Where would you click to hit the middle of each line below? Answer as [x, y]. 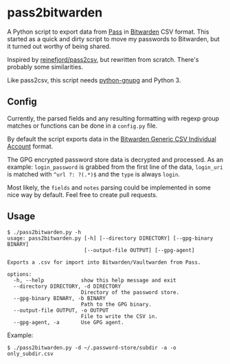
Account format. [30, 146]
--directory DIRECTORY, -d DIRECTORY [67, 286]
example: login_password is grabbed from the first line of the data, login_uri [115, 167]
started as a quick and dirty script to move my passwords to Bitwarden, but [113, 38]
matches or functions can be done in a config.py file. [82, 126]
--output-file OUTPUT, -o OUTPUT [61, 310]
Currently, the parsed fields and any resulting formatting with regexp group [113, 118]
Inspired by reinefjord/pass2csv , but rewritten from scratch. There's [103, 59]
